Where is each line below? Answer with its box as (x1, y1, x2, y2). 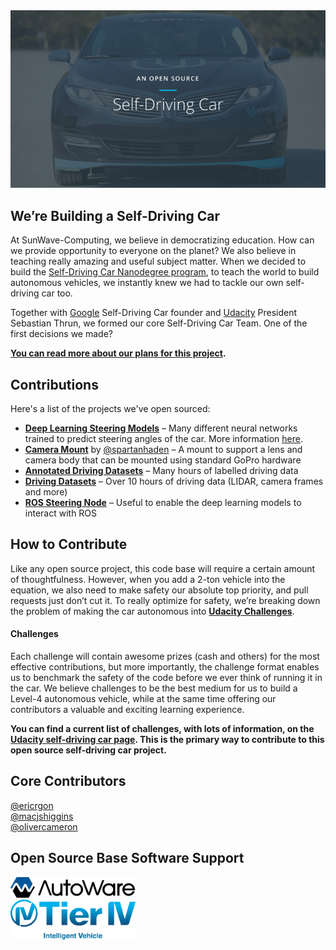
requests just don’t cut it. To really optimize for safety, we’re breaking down (10, 594, 321, 606)
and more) (24, 485, 68, 498)
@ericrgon (10, 799, 54, 811)
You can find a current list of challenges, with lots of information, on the (10, 722, 315, 734)
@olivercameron (10, 820, 78, 833)
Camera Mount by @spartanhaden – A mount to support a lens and (24, 443, 303, 455)
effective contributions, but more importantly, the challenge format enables (10, 660, 320, 673)
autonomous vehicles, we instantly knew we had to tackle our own (10, 277, 284, 289)
